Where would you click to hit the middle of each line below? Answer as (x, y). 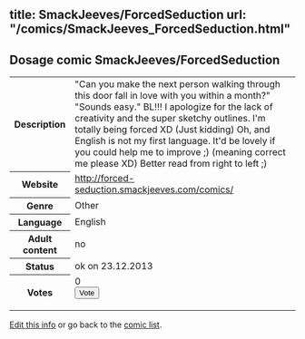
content (39, 250)
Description (40, 124)
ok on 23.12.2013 (114, 266)
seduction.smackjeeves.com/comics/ (154, 189)
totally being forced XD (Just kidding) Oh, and (172, 130)
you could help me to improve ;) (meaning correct (180, 152)
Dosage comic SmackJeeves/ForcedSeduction (145, 59)
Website (40, 185)
